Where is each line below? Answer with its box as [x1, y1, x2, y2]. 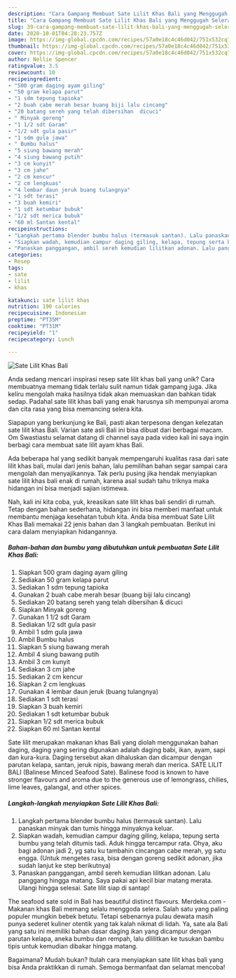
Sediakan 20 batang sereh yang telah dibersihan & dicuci [18, 598, 183, 606]
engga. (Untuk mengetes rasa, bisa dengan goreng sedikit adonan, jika [18, 854, 223, 862]
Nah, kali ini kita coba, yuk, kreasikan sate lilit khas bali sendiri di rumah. [8, 497, 216, 505]
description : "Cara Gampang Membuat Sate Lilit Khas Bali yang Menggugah [8, 10, 228, 18]
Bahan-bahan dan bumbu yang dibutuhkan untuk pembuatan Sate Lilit [8, 543, 220, 552]
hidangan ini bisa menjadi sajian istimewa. [8, 484, 129, 492]
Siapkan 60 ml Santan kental [18, 725, 101, 733]
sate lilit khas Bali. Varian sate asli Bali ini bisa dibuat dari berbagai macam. [8, 426, 223, 434]
